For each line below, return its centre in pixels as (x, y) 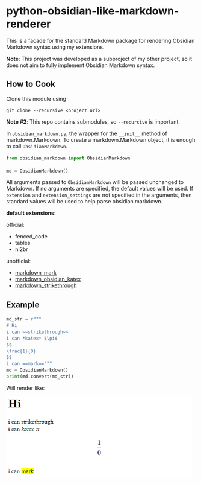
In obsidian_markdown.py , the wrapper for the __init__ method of (87, 133)
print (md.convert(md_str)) (40, 377)
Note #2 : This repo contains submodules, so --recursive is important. (93, 121)
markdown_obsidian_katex (48, 279)
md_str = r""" (24, 319)
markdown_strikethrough (46, 285)
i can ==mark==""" (29, 364)
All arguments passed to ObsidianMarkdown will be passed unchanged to (95, 182)
